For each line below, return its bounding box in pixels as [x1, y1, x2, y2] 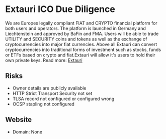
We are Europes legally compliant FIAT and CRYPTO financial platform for [5, 20, 157, 26]
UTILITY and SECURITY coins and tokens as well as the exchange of [5, 36, 147, 42]
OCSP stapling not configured [12, 101, 74, 107]
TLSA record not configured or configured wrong [12, 95, 115, 101]
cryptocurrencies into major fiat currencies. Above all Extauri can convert [5, 41, 157, 47]
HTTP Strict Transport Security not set [12, 90, 93, 96]
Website [5, 115, 32, 124]
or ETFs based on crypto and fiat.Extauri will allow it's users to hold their [5, 51, 155, 58]
